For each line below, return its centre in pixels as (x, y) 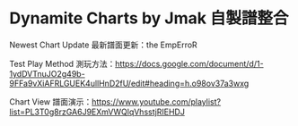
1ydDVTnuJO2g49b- (47, 73)
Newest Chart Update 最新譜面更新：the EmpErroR (103, 45)
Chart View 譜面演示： (51, 101)
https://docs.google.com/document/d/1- (189, 63)
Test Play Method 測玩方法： (62, 63)
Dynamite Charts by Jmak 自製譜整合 (149, 18)
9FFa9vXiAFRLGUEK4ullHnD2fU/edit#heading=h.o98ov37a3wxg (129, 83)
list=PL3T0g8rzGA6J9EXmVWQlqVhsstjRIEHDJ (97, 112)
